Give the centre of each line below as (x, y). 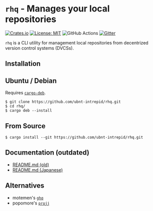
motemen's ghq (28, 198)
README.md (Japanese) (38, 170)
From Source (25, 126)
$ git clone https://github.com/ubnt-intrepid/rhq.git (63, 102)
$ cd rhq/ (15, 106)
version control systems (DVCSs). (39, 48)
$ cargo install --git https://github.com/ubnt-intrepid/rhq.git (74, 137)
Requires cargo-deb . (26, 93)
